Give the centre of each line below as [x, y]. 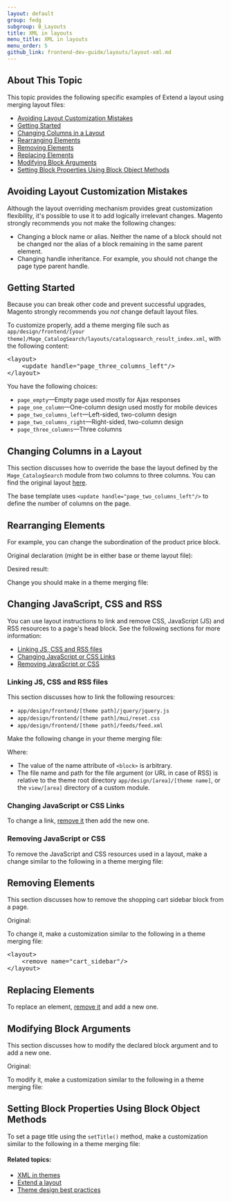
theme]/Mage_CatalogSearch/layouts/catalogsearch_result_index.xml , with [114, 339]
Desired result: [28, 569]
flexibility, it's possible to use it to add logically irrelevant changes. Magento [115, 215]
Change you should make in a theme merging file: [78, 582]
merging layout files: [36, 104]
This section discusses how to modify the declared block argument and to [113, 1045]
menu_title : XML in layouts [48, 40]
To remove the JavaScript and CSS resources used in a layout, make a [107, 854]
